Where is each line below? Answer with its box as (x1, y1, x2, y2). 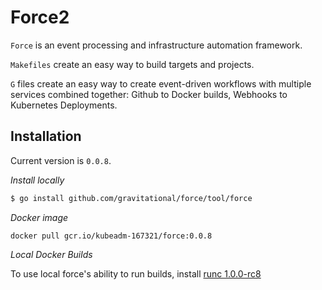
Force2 (10, 6, 70, 29)
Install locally (10, 174, 65, 186)
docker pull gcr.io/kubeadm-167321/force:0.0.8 (10, 231, 213, 241)
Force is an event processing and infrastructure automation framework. (10, 39, 303, 51)
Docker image (10, 211, 69, 223)
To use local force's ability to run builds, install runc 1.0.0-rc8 (10, 267, 262, 280)
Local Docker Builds (10, 248, 93, 260)
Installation (10, 128, 82, 145)
